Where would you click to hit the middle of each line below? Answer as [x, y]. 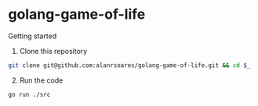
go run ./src [29, 94]
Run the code [41, 80]
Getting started [33, 36]
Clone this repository [53, 51]
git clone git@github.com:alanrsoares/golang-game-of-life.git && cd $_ [129, 65]
